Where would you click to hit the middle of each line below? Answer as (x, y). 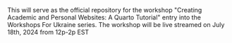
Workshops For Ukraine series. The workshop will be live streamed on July (116, 25)
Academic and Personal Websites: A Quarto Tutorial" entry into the (104, 17)
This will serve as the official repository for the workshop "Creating (105, 10)
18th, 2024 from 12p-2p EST (48, 32)
